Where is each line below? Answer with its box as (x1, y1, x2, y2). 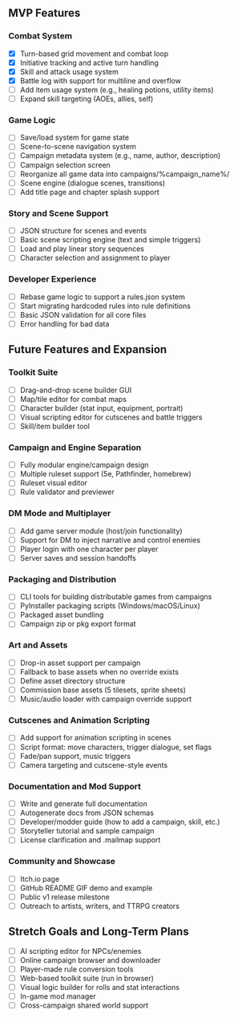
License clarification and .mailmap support (19, 835, 161, 845)
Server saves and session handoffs (19, 553, 136, 562)
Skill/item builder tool (19, 421, 91, 431)
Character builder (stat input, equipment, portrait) (19, 403, 184, 412)
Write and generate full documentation (19, 798, 148, 809)
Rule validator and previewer (19, 487, 115, 497)
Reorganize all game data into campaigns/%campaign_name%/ (19, 168, 230, 179)
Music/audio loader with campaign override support (19, 694, 192, 704)
